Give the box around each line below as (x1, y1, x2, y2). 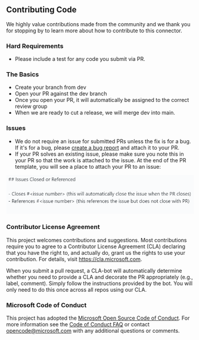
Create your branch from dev (14, 84, 86, 91)
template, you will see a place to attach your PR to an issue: (14, 163, 161, 170)
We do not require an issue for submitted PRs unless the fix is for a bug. (14, 137, 191, 145)
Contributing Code (6, 5, 77, 15)
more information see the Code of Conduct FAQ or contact (6, 321, 150, 328)
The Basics (6, 70, 39, 79)
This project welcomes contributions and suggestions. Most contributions (6, 236, 187, 243)
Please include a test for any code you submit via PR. (14, 55, 145, 63)
